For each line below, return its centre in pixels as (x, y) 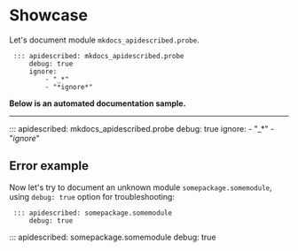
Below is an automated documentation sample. (98, 103)
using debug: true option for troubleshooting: (92, 196)
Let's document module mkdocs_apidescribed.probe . (104, 40)
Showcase (49, 15)
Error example (49, 166)
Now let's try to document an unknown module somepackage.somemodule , (141, 187)
